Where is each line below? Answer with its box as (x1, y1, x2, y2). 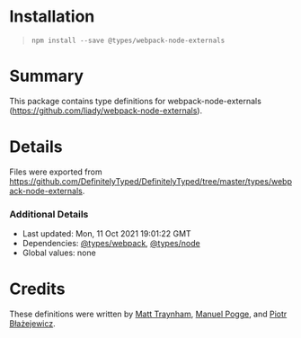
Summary (9, 66, 84, 86)
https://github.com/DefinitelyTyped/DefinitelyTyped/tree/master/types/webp (9, 175, 292, 186)
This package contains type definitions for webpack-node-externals (9, 95, 262, 106)
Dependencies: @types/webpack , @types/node (22, 238, 200, 249)
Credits (9, 279, 66, 299)
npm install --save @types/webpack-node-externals (31, 36, 226, 45)
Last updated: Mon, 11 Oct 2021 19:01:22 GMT (22, 228, 191, 239)
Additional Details (9, 208, 89, 220)
